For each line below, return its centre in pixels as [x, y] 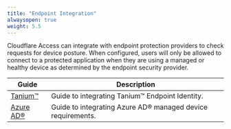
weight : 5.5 [24, 26]
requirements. [74, 116]
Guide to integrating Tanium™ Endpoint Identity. [128, 96]
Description [136, 84]
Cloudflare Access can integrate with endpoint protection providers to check [115, 46]
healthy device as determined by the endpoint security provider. [98, 68]
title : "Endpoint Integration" [52, 13]
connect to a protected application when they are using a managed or [106, 60]
